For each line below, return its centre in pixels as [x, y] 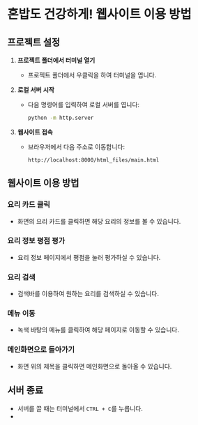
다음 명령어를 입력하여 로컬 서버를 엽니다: [84, 105]
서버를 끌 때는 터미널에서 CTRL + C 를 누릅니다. [80, 408]
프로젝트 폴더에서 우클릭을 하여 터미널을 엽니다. [92, 75]
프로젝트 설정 [34, 42]
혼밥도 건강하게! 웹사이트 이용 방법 [99, 14]
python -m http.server [61, 118]
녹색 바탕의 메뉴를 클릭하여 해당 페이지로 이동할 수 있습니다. [98, 330]
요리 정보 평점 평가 [36, 241]
